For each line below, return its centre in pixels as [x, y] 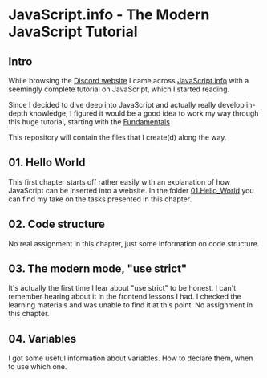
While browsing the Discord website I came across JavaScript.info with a [129, 81]
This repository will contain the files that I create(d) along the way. [117, 137]
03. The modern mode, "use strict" [98, 269]
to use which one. [38, 367]
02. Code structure [57, 224]
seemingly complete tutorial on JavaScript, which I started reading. [119, 89]
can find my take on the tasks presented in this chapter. [100, 199]
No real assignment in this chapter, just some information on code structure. [134, 243]
